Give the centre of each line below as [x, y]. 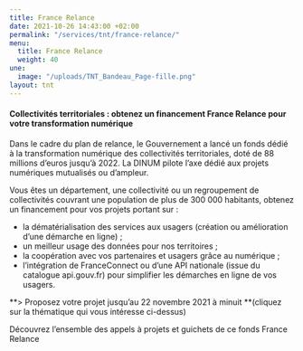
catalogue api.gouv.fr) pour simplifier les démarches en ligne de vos [150, 275]
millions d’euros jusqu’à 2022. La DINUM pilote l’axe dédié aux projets [139, 163]
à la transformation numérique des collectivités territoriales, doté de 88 [142, 153]
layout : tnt [32, 85]
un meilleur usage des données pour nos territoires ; [120, 246]
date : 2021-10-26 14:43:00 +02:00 [75, 26]
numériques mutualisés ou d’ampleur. [79, 172]
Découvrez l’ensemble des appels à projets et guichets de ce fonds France [148, 329]
